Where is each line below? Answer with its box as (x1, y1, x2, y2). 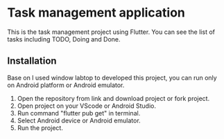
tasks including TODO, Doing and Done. (7, 35, 121, 43)
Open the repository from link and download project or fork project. (17, 94, 210, 102)
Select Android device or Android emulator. (17, 116, 141, 124)
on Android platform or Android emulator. (7, 81, 125, 89)
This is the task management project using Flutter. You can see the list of (7, 28, 215, 36)
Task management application (7, 5, 186, 21)
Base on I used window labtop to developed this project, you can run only (7, 73, 217, 82)
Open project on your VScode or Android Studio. (17, 102, 156, 110)
